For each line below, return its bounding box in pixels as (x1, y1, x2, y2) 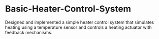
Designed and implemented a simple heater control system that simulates (5, 19, 154, 25)
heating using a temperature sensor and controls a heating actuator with (5, 24, 152, 30)
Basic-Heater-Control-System (5, 3, 131, 14)
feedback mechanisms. (5, 29, 53, 35)
